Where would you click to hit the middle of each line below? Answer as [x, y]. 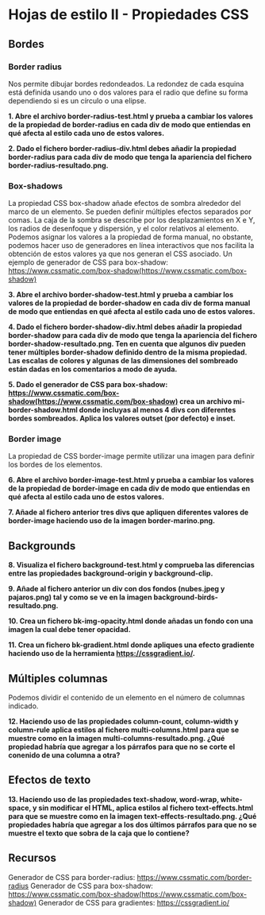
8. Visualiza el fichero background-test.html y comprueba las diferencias [132, 565]
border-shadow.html [43, 410]
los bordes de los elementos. [56, 465]
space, [20, 808]
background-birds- [186, 597]
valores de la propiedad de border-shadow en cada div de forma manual [129, 303]
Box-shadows [36, 186]
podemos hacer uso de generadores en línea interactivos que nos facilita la [131, 246]
